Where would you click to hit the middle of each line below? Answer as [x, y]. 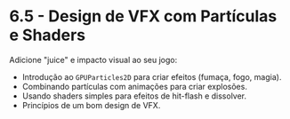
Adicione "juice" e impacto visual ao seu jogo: [93, 59]
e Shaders [48, 35]
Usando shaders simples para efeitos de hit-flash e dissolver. [134, 96]
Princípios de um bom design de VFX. [91, 105]
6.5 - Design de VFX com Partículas [143, 16]
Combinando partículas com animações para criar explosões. [134, 86]
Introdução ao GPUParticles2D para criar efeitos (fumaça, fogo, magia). [152, 76]
